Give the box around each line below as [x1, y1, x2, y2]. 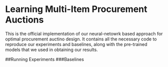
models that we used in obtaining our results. [5, 46, 98, 52]
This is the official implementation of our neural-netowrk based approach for [5, 30, 163, 36]
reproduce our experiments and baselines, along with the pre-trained [5, 41, 147, 47]
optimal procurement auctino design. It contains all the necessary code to [5, 36, 157, 42]
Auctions [5, 14, 44, 25]
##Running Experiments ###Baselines [5, 56, 84, 62]
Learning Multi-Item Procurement [5, 3, 147, 15]
